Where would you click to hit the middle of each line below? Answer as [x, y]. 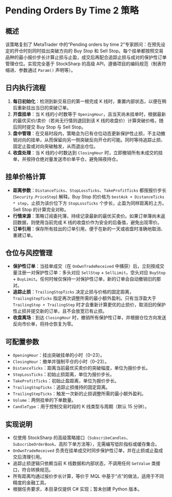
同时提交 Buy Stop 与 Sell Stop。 [51, 127]
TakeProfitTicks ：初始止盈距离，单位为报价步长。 [66, 381]
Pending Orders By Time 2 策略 [72, 11]
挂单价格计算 [26, 177]
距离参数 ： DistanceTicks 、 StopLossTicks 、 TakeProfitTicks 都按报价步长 [90, 190]
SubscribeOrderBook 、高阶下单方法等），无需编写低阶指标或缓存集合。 [86, 444]
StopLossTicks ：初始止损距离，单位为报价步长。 [63, 374]
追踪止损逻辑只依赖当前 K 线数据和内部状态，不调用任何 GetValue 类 [84, 464]
